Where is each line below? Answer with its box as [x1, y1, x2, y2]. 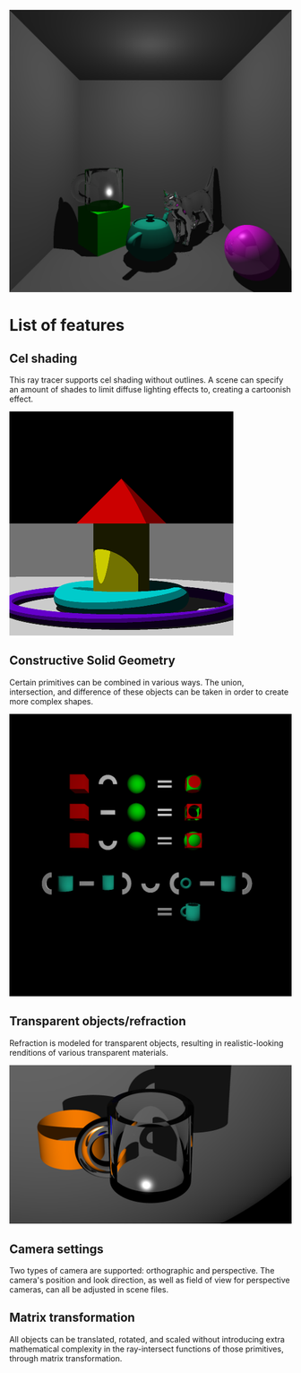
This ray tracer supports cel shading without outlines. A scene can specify [9, 375, 284, 385]
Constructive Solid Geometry [9, 653, 176, 669]
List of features [9, 315, 125, 336]
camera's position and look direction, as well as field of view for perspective [9, 1274, 291, 1285]
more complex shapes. [9, 695, 94, 706]
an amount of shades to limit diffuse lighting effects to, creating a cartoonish [9, 384, 291, 394]
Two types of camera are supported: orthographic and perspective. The [9, 1265, 275, 1275]
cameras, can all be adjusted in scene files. [9, 1283, 169, 1295]
